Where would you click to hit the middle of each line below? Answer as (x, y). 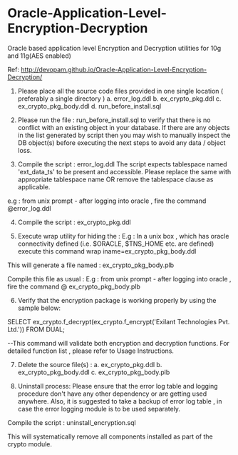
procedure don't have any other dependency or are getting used (112, 394)
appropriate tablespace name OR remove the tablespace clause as (115, 179)
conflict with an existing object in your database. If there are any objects (124, 127)
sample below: (39, 308)
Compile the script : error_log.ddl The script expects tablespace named (122, 164)
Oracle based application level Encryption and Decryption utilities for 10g (114, 48)
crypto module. (30, 444)
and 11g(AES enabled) (39, 56)
